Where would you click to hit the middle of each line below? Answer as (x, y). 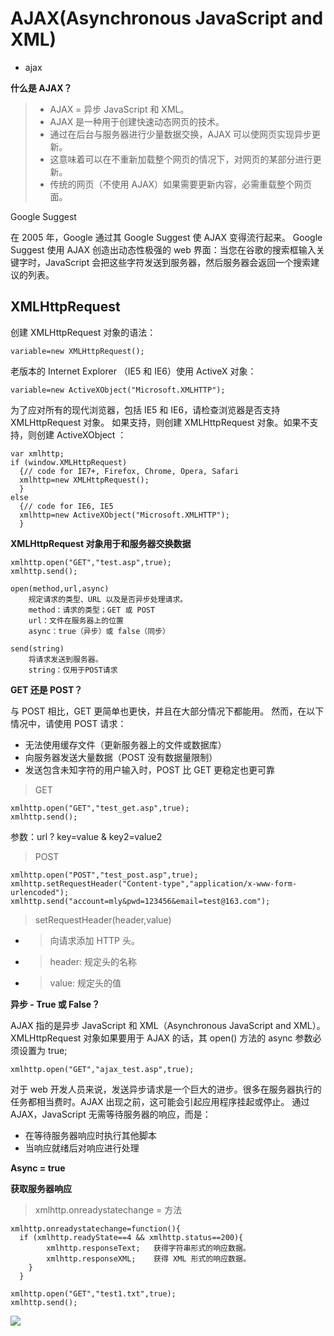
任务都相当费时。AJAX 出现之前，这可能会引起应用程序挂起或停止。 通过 (160, 1101)
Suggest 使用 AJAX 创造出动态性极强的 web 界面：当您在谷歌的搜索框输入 (163, 249)
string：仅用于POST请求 (73, 670)
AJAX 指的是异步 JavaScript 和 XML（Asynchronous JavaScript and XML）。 (168, 1025)
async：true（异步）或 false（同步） (99, 631)
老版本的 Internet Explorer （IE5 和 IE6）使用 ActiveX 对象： (133, 371)
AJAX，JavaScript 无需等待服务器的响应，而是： (111, 1114)
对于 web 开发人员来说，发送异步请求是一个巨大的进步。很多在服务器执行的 (166, 1089)
